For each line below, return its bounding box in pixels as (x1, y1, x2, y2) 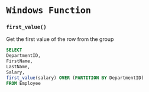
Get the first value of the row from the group (6, 36, 114, 43)
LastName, (6, 64, 31, 70)
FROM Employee (6, 80, 41, 86)
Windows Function (6, 5, 92, 16)
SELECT (6, 47, 22, 53)
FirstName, (6, 58, 33, 64)
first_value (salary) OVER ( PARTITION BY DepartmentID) (6, 75, 144, 81)
